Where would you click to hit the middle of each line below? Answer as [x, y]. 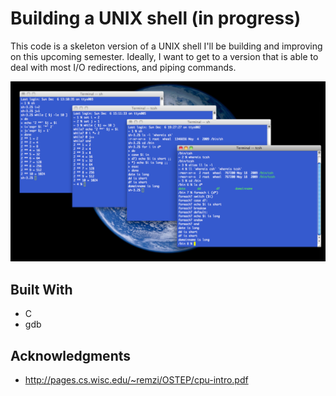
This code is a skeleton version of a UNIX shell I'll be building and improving [166, 46]
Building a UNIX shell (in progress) [156, 18]
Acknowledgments [71, 355]
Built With [41, 289]
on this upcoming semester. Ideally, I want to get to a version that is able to [164, 56]
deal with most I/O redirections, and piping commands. [123, 67]
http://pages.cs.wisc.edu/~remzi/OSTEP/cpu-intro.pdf [136, 379]
